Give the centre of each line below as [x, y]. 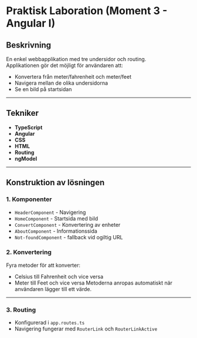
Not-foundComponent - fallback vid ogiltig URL [69, 237]
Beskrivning [29, 45]
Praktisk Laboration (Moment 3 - [87, 11]
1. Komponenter [29, 199]
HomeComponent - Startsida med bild [56, 218]
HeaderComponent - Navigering [50, 212]
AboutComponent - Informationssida [56, 231]
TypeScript [28, 127]
